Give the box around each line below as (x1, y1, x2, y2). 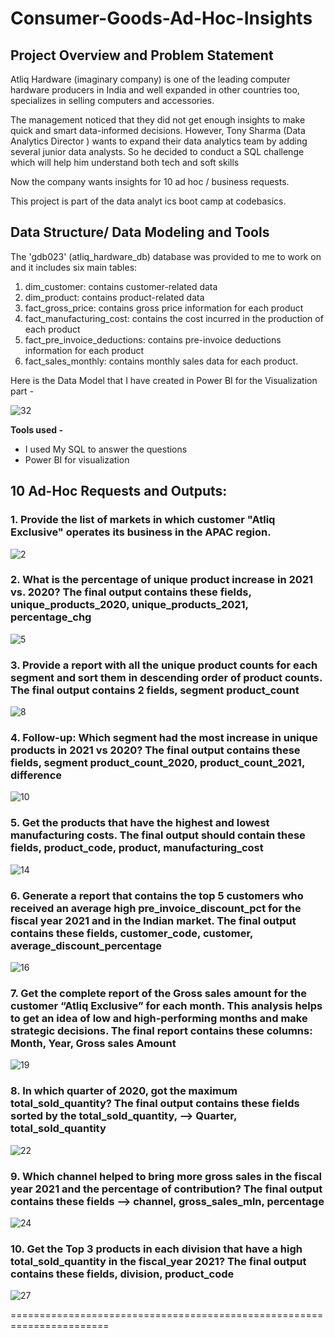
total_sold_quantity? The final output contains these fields (10, 1097, 300, 1111)
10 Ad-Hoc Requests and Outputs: (10, 483, 228, 500)
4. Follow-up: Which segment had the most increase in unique (10, 731, 318, 745)
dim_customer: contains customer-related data (24, 280, 218, 292)
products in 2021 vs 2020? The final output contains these (10, 743, 301, 757)
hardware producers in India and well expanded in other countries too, (10, 84, 300, 96)
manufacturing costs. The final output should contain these (10, 828, 306, 842)
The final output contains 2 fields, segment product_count (10, 683, 300, 697)
